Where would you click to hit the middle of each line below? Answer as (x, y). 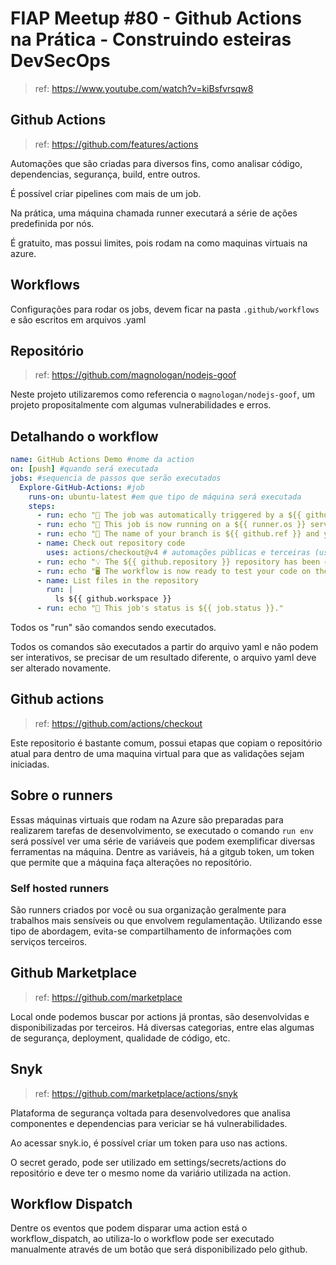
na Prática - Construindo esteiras (151, 39)
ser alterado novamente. (61, 668)
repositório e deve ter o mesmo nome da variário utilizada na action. (151, 1173)
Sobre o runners (61, 795)
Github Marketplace (74, 973)
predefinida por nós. (52, 223)
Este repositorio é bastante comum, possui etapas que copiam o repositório (166, 743)
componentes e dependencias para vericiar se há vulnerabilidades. (149, 1123)
